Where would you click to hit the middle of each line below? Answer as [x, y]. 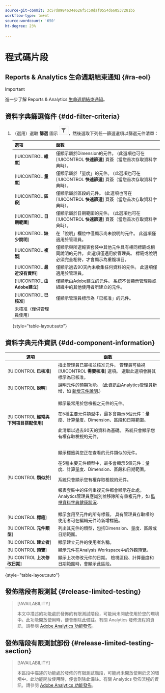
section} [18, 651]
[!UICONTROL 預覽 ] [27, 550]
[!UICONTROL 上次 [26, 558]
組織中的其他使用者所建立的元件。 [90, 287]
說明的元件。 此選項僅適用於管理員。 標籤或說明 [109, 253]
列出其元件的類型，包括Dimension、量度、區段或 [108, 528]
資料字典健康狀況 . [80, 502]
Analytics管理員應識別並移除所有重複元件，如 [104, 496]
